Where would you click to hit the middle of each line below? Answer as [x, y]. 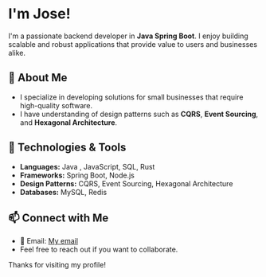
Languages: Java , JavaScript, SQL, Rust [87, 166]
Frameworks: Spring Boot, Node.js [77, 175]
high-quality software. [56, 105]
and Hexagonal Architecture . [68, 122]
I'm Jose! [39, 14]
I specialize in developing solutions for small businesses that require [131, 97]
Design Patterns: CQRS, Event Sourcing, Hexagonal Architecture [126, 183]
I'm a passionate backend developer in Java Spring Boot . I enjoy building [128, 36]
